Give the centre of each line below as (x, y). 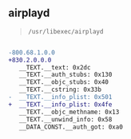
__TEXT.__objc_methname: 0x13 (69, 112)
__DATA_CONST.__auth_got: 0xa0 (71, 127)
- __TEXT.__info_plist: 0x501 (60, 97)
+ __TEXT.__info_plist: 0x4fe (60, 104)
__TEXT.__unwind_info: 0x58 (65, 119)
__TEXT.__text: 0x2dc (55, 67)
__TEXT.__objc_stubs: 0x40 (64, 82)
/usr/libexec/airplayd (65, 31)
